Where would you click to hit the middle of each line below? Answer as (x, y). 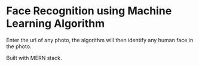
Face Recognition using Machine (89, 11)
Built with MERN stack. (34, 58)
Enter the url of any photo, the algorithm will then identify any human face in (100, 40)
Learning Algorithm (56, 23)
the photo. (19, 46)
